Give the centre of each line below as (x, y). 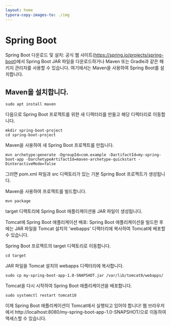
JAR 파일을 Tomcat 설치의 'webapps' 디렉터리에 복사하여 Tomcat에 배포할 (90, 228)
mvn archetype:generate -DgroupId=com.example (56, 155)
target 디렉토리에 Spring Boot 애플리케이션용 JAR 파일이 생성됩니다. (74, 212)
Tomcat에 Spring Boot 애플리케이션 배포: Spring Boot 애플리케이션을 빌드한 (82, 222)
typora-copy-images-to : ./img (38, 15)
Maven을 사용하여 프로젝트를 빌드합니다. (46, 191)
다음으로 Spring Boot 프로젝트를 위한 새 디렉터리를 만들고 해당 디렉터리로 (79, 114)
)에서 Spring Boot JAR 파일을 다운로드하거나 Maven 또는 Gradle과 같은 (87, 62)
